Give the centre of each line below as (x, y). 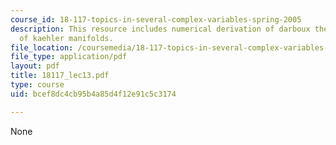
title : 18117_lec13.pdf (60, 76)
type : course (37, 85)
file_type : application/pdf (69, 57)
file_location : (42, 47)
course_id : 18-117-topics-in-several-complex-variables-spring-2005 (156, 19)
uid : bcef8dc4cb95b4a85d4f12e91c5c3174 (93, 94)
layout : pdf (35, 66)
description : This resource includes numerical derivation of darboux (160, 29)
